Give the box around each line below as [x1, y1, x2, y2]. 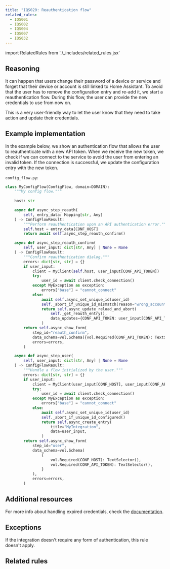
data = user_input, [50, 429, 87, 434]
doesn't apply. [5, 542, 35, 548]
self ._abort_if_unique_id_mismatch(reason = [41, 302, 135, 307]
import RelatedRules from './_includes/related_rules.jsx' [5, 49, 120, 56]
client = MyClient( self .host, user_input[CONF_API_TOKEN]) [32, 269, 159, 274]
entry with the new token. [5, 165, 59, 171]
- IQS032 [10, 36, 28, 41]
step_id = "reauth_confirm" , [32, 330, 90, 335]
